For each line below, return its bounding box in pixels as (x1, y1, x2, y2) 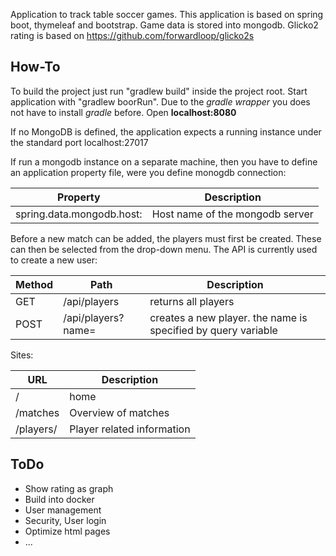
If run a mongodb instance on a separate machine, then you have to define (10, 155, 318, 168)
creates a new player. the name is (149, 310, 308, 324)
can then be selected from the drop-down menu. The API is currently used (10, 243, 318, 255)
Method (15, 277, 54, 291)
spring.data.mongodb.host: (15, 207, 143, 221)
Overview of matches (69, 405, 170, 419)
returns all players (149, 294, 235, 308)
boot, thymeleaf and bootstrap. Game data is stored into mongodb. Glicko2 (10, 19, 319, 31)
